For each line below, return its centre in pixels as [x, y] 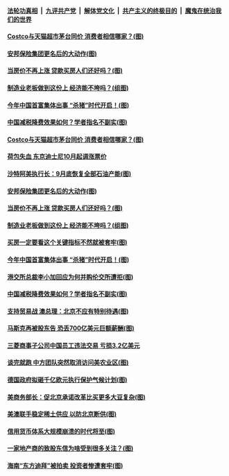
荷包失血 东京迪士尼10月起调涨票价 [57, 157]
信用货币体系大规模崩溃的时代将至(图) [61, 431]
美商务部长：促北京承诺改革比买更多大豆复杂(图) [76, 397]
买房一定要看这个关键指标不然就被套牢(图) [67, 242]
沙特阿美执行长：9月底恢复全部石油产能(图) [69, 173]
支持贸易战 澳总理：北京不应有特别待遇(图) [68, 311]
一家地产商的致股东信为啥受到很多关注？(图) [70, 448]
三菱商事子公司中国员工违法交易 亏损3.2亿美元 [74, 345]
